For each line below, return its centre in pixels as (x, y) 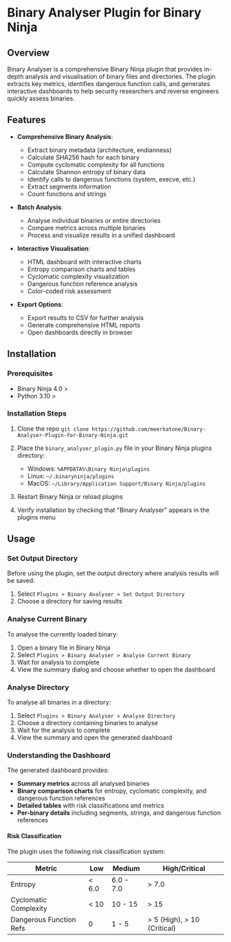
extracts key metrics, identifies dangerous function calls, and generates (109, 84)
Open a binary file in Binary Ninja (64, 647)
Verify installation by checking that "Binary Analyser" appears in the (113, 510)
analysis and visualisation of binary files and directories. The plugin (120, 76)
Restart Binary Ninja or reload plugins (70, 496)
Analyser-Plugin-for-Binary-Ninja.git (73, 435)
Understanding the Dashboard (59, 755)
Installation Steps (37, 414)
